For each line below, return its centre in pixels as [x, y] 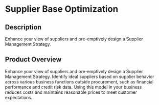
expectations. [19, 97]
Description [23, 27]
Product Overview [33, 60]
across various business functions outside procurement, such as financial [79, 81]
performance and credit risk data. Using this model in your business [73, 87]
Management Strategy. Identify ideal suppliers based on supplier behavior [80, 77]
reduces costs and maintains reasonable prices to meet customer [71, 92]
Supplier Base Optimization [62, 9]
